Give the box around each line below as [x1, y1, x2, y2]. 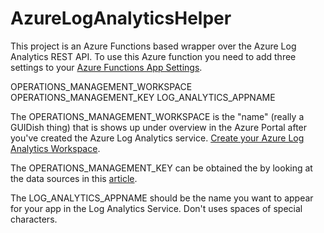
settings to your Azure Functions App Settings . [10, 61, 203, 73]
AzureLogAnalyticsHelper [10, 7, 232, 30]
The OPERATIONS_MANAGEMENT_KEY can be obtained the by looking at [10, 162, 313, 174]
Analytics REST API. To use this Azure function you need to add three [10, 50, 297, 62]
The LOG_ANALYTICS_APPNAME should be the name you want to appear [10, 192, 314, 204]
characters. [10, 213, 58, 225]
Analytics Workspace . [10, 142, 101, 154]
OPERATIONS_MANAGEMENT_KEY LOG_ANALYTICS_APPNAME [10, 91, 276, 103]
